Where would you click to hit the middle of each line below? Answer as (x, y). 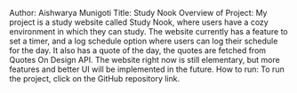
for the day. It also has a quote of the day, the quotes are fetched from (138, 50)
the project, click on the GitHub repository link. (95, 78)
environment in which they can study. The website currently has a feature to (149, 31)
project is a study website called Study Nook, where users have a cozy (139, 22)
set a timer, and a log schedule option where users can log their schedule (144, 41)
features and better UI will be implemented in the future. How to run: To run (147, 69)
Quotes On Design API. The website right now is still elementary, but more (144, 60)
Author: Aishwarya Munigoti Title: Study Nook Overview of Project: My (138, 13)
